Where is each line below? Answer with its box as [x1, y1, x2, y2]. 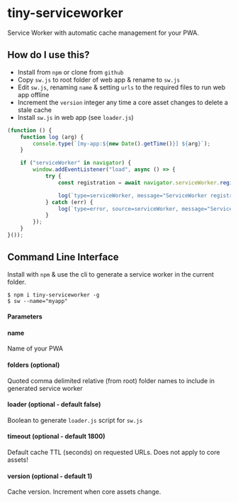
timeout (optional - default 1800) [7, 432, 106, 441]
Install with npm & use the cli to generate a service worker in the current [7, 270, 215, 278]
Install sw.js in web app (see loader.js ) [17, 113, 134, 121]
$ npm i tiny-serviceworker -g [7, 291, 100, 299]
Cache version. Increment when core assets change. [7, 487, 161, 496]
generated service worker [7, 384, 83, 392]
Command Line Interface [7, 251, 119, 263]
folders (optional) [7, 360, 60, 370]
